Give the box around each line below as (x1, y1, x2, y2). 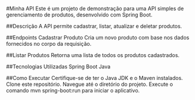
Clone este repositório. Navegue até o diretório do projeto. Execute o (6, 81, 173, 88)
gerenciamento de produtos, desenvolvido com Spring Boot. (6, 11, 153, 18)
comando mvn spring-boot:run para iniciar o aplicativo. (6, 87, 140, 94)
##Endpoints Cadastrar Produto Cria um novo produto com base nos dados (6, 34, 190, 41)
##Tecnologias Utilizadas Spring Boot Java (6, 63, 111, 70)
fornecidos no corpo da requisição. (6, 41, 92, 47)
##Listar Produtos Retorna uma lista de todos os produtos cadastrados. (6, 52, 180, 58)
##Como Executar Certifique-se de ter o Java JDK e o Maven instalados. (6, 75, 183, 81)
